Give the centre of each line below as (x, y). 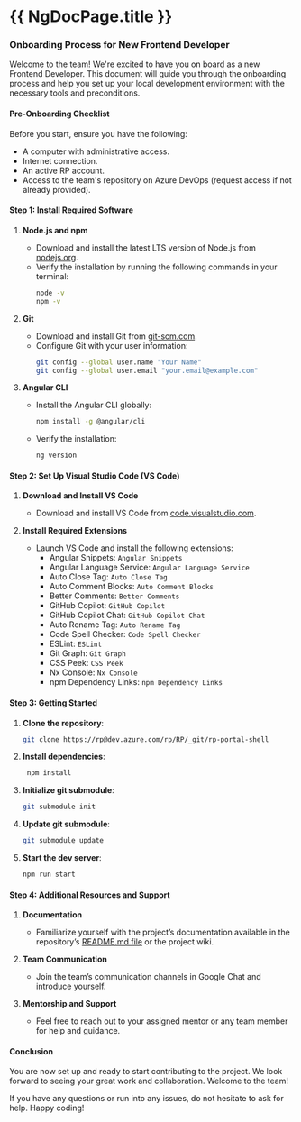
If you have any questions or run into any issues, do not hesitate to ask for (146, 1099)
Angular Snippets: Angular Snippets (116, 558)
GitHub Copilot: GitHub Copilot (107, 606)
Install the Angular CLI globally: (93, 405)
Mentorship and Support (69, 1004)
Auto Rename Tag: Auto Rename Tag (115, 625)
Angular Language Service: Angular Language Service (149, 567)
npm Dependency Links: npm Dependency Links (136, 682)
